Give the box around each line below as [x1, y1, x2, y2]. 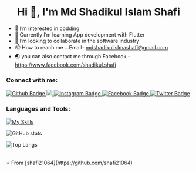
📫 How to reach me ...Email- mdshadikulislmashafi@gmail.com [14, 44, 168, 51]
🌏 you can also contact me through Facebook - [14, 52, 131, 59]
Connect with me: [6, 76, 58, 84]
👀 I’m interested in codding [14, 25, 80, 32]
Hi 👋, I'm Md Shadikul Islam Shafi [16, 5, 181, 19]
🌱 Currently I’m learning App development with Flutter [14, 31, 145, 38]
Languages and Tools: [6, 105, 70, 113]
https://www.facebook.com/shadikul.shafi [14, 61, 116, 68]
